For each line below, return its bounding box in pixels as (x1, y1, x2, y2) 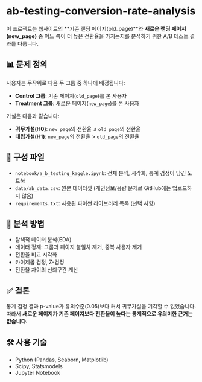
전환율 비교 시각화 (14, 251, 57, 258)
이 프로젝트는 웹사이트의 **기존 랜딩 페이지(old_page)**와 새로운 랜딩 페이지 (6, 25, 186, 32)
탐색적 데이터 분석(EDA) (14, 236, 72, 243)
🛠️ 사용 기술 (6, 337, 47, 348)
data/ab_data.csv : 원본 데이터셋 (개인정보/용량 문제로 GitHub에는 (14, 184, 171, 191)
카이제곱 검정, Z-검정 (14, 258, 65, 266)
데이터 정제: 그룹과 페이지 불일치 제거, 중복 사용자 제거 (14, 243, 142, 251)
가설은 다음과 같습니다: (6, 112, 60, 119)
